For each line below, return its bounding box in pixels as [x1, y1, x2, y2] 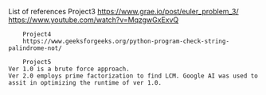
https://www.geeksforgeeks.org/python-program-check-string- [22, 37, 229, 45]
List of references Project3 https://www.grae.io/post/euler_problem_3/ [8, 7, 239, 16]
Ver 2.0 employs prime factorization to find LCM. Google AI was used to [8, 72, 259, 80]
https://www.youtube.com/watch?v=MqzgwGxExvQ [8, 15, 179, 25]
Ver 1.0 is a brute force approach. [8, 65, 130, 73]
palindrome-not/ [8, 44, 62, 52]
